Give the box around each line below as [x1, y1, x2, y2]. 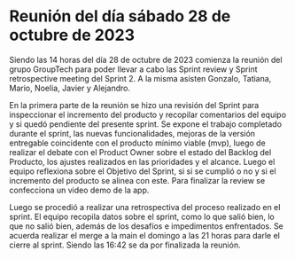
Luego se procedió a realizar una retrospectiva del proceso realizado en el [9, 201, 281, 212]
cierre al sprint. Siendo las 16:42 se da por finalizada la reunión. [9, 239, 241, 250]
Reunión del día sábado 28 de [9, 6, 231, 27]
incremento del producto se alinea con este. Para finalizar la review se [9, 175, 266, 185]
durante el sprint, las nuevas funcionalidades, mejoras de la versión [9, 128, 255, 138]
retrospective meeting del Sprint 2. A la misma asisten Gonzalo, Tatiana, [9, 73, 272, 83]
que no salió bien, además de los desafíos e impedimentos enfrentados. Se [9, 220, 283, 232]
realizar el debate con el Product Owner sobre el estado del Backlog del [9, 146, 272, 157]
